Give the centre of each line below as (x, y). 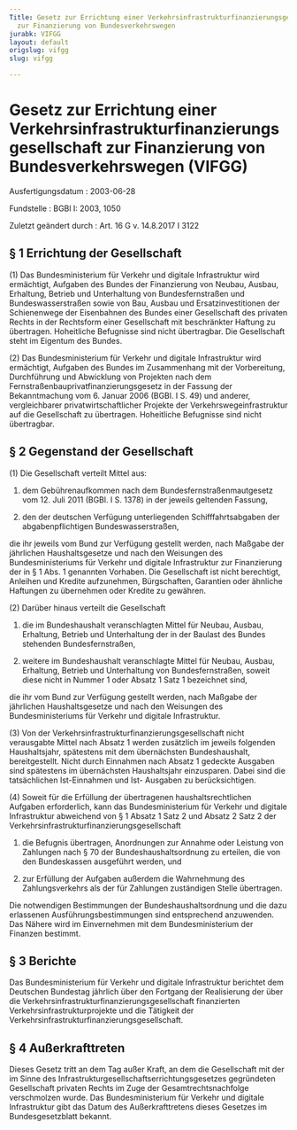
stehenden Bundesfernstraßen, (79, 643)
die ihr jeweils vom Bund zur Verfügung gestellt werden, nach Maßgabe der (147, 543)
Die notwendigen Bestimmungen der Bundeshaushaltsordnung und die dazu (148, 905)
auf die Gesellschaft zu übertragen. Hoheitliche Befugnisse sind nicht (136, 414)
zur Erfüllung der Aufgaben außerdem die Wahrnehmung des (133, 878)
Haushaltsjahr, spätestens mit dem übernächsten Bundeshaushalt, (129, 752)
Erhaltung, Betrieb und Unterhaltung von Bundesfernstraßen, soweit (146, 670)
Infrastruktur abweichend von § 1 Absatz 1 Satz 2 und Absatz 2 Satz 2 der (143, 815)
